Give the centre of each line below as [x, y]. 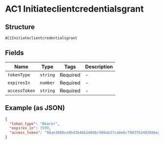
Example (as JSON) [35, 108]
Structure [20, 27]
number [47, 83]
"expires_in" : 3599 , [30, 128]
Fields [15, 53]
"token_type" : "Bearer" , [35, 124]
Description [99, 67]
